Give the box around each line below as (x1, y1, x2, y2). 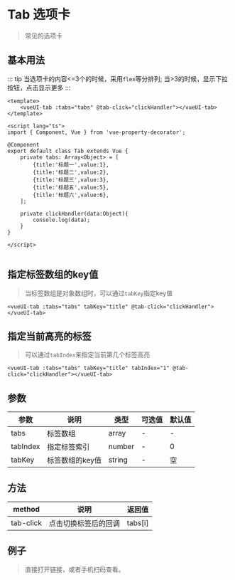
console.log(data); (33, 216, 91, 223)
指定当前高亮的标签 (7, 330, 92, 342)
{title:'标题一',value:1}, (33, 161, 109, 168)
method (13, 505, 40, 514)
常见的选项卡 (24, 31, 62, 40)
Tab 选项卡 (7, 6, 71, 23)
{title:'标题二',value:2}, (33, 169, 109, 176)
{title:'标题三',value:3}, (33, 176, 109, 184)
